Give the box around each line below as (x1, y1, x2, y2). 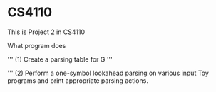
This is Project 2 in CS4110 (7, 28, 86, 36)
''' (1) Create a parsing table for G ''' (7, 54, 113, 64)
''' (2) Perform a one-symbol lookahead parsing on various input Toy (7, 69, 209, 77)
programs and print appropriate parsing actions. (7, 76, 148, 85)
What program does (7, 41, 66, 50)
